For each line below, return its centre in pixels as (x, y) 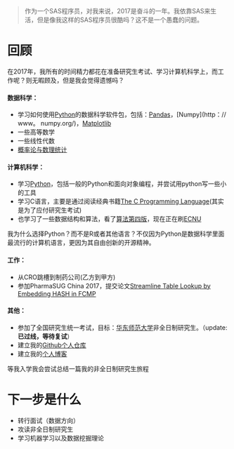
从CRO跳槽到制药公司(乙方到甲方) (66, 277)
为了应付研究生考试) (53, 210)
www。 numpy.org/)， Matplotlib (64, 123)
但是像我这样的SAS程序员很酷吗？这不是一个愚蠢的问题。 (120, 20)
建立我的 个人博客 (42, 354)
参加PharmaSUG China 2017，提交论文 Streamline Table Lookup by (114, 286)
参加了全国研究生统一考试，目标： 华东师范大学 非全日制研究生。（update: (122, 327)
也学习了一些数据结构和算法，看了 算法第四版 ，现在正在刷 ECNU (109, 219)
